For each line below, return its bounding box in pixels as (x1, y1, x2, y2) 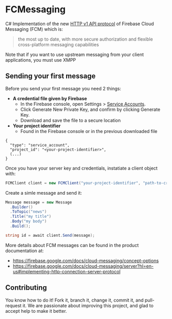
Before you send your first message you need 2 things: (5, 85, 121, 91)
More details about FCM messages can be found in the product (5, 242, 139, 248)
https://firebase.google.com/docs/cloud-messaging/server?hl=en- (12, 263, 154, 269)
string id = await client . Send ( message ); (5, 233, 95, 238)
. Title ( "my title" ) (10, 214, 52, 219)
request (5, 302, 22, 309)
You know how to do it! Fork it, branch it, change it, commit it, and (5, 297, 144, 303)
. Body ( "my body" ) (10, 219, 47, 224)
